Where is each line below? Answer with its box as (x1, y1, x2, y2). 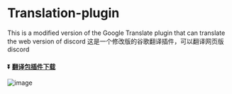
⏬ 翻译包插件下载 (7, 62, 56, 70)
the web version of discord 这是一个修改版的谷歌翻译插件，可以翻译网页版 (7, 37, 225, 46)
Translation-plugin (7, 5, 120, 21)
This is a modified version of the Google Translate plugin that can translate (7, 28, 226, 37)
